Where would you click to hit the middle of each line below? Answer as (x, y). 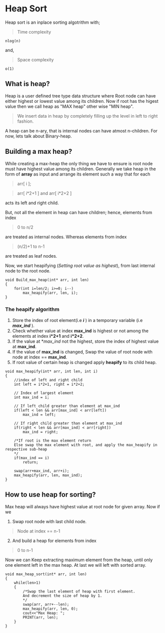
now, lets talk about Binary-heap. (39, 136)
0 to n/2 (25, 227)
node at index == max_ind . (40, 357)
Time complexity (34, 32)
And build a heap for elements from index (54, 541)
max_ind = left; (39, 414)
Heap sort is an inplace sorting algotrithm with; (52, 22)
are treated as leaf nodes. (31, 256)
